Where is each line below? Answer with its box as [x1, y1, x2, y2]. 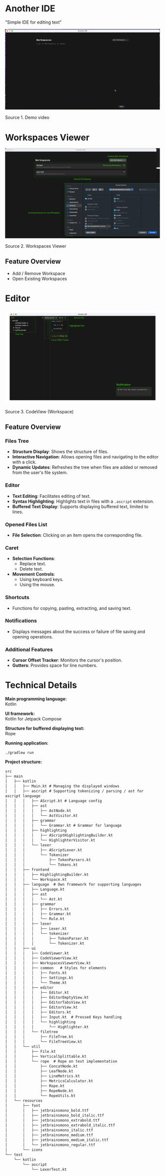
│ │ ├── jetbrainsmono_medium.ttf [5, 1133, 93, 1138]
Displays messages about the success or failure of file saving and [12, 629, 145, 634]
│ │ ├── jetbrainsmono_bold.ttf [5, 1108, 89, 1113]
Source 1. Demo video [5, 115, 50, 120]
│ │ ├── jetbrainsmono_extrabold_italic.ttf [5, 1123, 115, 1128]
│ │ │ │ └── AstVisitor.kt [5, 813, 78, 818]
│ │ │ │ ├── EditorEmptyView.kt [5, 995, 89, 1000]
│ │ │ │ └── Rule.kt [5, 917, 65, 921]
